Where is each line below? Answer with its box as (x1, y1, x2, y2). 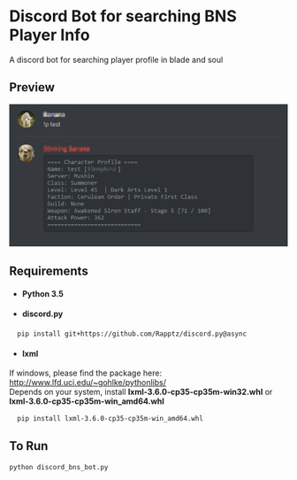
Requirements (9, 264, 88, 279)
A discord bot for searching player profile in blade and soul (9, 54, 224, 65)
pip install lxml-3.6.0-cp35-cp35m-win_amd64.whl (17, 414, 203, 423)
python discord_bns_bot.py (9, 463, 109, 472)
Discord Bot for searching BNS (9, 6, 237, 27)
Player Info (9, 25, 90, 45)
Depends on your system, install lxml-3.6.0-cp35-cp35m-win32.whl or (9, 387, 273, 398)
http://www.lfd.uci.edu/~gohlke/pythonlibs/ (9, 377, 166, 388)
